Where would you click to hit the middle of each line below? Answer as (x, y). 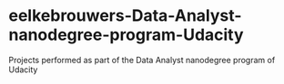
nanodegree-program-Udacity (126, 35)
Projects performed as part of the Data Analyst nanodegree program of (142, 60)
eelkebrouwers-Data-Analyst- (125, 16)
